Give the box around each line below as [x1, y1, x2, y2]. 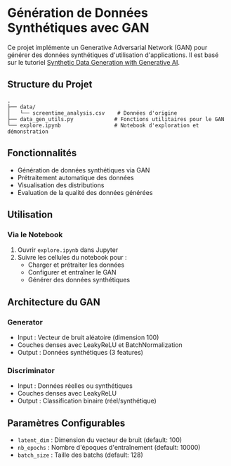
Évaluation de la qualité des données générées [17, 188, 153, 196]
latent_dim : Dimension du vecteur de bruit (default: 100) [17, 436, 183, 444]
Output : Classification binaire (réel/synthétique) [17, 396, 157, 405]
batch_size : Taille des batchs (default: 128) [17, 451, 144, 459]
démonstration [7, 128, 49, 135]
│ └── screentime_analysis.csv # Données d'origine [7, 109, 178, 117]
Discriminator [7, 365, 55, 375]
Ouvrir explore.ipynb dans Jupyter [17, 246, 119, 254]
